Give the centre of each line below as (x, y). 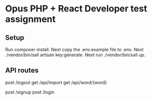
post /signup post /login (30, 92)
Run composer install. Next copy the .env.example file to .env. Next (74, 50)
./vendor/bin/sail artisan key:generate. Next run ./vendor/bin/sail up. (75, 55)
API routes (22, 70)
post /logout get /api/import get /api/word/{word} (56, 82)
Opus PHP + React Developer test (76, 9)
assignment (31, 19)
